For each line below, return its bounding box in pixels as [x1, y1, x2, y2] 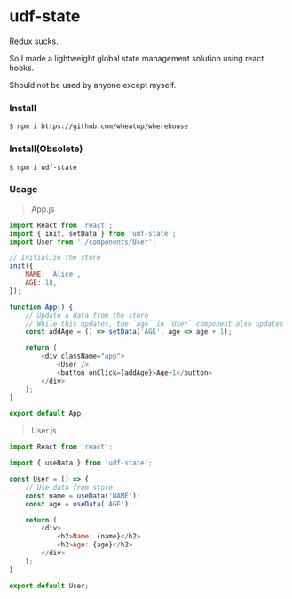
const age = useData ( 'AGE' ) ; [25, 499, 133, 508]
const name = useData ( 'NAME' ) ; [25, 491, 141, 500]
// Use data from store [25, 482, 114, 491]
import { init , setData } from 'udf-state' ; [9, 229, 177, 238]
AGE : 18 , [25, 279, 58, 287]
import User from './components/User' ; [9, 238, 157, 247]
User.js [30, 425, 57, 436]
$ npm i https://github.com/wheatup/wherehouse [9, 122, 189, 131]
